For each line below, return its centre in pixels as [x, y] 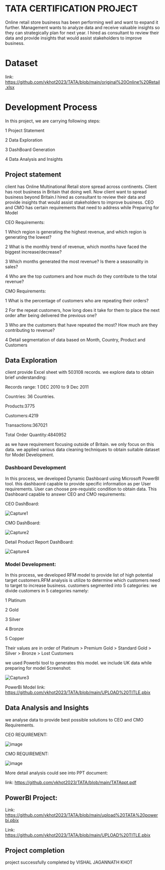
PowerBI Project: [31, 798]
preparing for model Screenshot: [38, 668]
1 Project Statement [25, 130]
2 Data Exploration [24, 140]
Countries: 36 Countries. [30, 397]
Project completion [35, 851]
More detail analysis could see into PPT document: [57, 773]
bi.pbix [12, 820]
